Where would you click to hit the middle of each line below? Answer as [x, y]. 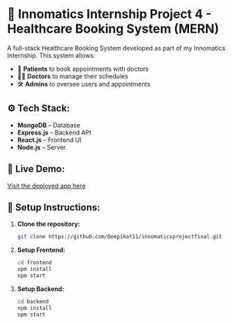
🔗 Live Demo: [36, 169]
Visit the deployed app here [46, 186]
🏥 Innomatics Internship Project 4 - [109, 14]
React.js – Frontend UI [49, 140]
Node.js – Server [42, 147]
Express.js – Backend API [54, 132]
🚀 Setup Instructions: [54, 207]
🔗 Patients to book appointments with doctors [83, 69]
